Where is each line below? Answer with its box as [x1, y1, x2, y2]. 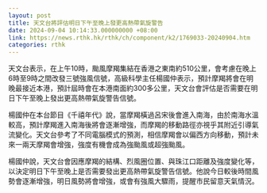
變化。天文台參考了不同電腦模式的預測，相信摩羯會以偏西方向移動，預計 [14, 130, 252, 139]
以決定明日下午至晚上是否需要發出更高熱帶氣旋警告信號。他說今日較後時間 [8, 167, 252, 176]
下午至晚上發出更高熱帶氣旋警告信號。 [14, 93, 141, 103]
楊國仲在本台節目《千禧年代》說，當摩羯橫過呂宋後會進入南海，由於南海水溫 [8, 110, 259, 119]
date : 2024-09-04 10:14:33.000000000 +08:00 [8, 26, 158, 34]
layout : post [8, 11, 52, 20]
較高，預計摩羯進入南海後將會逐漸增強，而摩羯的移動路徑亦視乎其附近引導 [8, 120, 252, 130]
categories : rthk [8, 41, 66, 49]
